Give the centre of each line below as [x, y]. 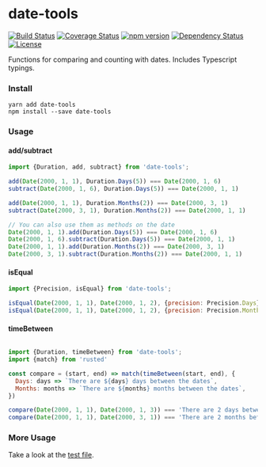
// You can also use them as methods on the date [92, 225]
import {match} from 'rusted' [58, 360]
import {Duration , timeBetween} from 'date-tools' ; [95, 352]
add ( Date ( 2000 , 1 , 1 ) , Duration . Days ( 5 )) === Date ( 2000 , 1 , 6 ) [115, 182]
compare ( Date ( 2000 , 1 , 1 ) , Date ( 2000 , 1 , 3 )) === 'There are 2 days [123, 410]
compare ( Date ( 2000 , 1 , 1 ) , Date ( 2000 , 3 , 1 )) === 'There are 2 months [127, 418]
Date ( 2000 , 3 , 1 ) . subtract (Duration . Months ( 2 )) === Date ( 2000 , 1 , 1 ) [125, 254]
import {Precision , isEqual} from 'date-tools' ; [90, 289]
